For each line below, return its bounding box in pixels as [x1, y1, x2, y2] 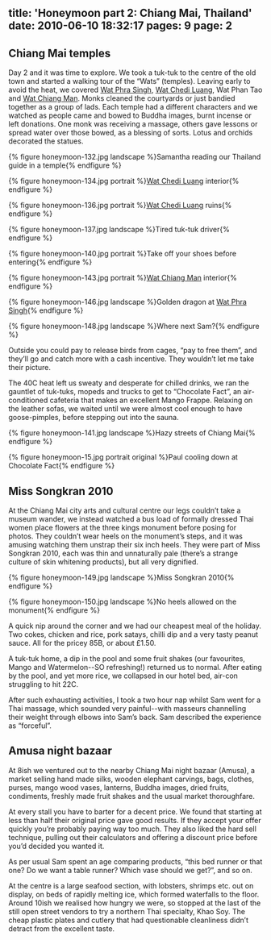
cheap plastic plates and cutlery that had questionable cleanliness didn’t [8, 915, 248, 925]
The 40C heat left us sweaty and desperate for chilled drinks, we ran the [8, 378, 250, 388]
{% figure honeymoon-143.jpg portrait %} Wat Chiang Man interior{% [8, 273, 238, 283]
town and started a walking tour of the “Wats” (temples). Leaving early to [8, 77, 251, 86]
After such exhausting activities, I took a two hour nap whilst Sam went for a [8, 695, 261, 705]
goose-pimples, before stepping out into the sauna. [8, 413, 179, 422]
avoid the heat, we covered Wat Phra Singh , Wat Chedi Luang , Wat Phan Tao [8, 85, 263, 95]
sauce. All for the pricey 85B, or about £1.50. [8, 638, 156, 648]
